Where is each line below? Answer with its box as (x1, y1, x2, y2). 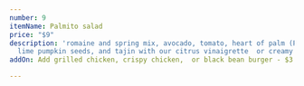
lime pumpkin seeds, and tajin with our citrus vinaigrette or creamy (17, 47, 294, 56)
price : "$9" (9, 30, 54, 39)
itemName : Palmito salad (9, 22, 103, 31)
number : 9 (9, 13, 47, 23)
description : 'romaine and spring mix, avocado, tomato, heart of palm (9, 38, 285, 48)
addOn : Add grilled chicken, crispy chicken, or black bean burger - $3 (9, 55, 294, 64)
